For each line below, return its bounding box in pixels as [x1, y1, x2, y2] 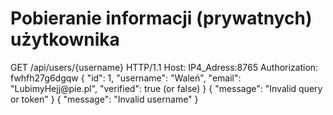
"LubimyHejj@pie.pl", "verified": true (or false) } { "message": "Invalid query [10, 82, 323, 94]
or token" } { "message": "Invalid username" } [10, 93, 199, 105]
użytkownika [10, 28, 120, 51]
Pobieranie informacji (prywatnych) [10, 7, 313, 30]
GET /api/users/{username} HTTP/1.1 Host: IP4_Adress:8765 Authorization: [10, 61, 319, 73]
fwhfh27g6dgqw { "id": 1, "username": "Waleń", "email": [10, 72, 242, 84]
